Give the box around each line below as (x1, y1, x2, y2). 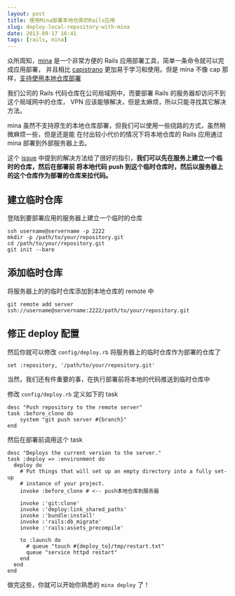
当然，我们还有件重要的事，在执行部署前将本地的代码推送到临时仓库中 (7, 374, 210, 383)
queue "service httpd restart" (25, 548, 118, 556)
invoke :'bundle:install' (20, 512, 96, 519)
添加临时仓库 (7, 267, 63, 279)
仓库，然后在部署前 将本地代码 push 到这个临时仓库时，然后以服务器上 (19, 163, 224, 171)
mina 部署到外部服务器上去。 (7, 139, 91, 147)
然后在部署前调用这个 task (7, 435, 83, 444)
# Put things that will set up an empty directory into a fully (20, 468, 212, 475)
